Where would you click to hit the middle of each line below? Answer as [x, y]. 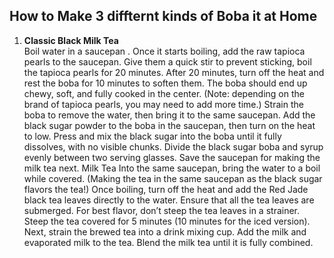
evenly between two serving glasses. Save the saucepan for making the [172, 157]
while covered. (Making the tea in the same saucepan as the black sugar [173, 178]
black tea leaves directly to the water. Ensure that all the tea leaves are [169, 200]
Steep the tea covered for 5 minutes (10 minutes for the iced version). [167, 221]
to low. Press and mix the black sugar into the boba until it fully [152, 136]
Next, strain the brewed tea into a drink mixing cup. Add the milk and [165, 231]
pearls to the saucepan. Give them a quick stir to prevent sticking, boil [167, 61]
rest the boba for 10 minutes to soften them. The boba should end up [165, 83]
